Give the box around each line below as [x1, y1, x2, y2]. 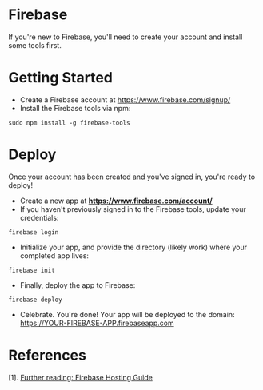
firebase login [8, 228, 59, 237]
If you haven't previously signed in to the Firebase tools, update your [19, 204, 246, 213]
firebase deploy [8, 296, 62, 304]
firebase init [8, 266, 56, 274]
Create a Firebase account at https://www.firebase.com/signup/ [19, 94, 231, 105]
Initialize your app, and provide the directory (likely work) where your [19, 242, 248, 252]
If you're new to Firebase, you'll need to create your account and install [8, 32, 243, 42]
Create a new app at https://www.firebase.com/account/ [19, 196, 213, 205]
